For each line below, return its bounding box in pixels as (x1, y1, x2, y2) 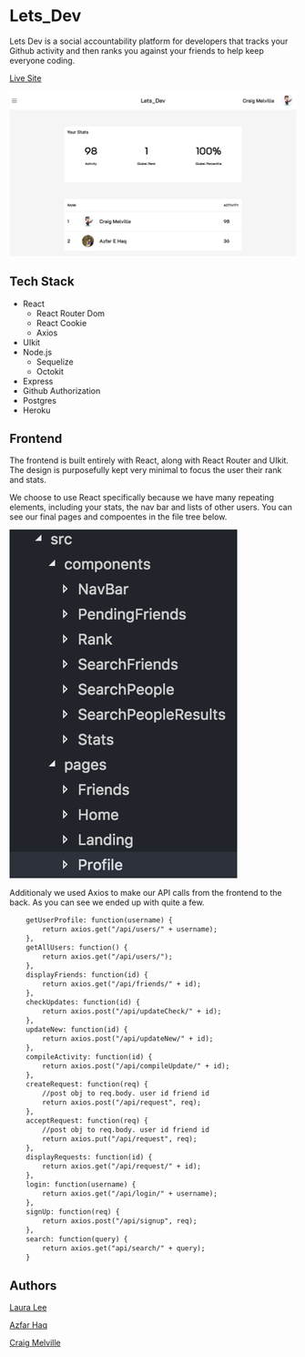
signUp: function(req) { (25, 1208, 120, 1217)
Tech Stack (9, 274, 75, 290)
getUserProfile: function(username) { (25, 916, 173, 925)
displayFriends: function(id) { (25, 971, 148, 980)
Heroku (22, 405, 51, 416)
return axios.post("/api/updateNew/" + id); (42, 1034, 214, 1043)
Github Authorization (22, 385, 101, 396)
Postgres (22, 395, 57, 406)
